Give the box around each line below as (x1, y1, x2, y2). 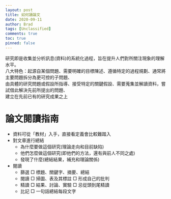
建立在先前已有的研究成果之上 (5, 93, 68, 99)
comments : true (5, 31, 38, 36)
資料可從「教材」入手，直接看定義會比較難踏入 (12, 131, 111, 137)
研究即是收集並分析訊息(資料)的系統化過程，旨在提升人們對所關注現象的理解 (5, 55, 165, 61)
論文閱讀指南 (5, 113, 60, 125)
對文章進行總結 (12, 137, 44, 143)
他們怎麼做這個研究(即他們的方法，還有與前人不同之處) (20, 150, 135, 156)
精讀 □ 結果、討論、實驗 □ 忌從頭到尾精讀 (20, 182, 109, 188)
